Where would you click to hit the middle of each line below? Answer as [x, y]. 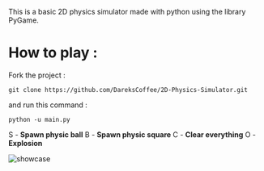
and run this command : [48, 105]
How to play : [53, 53]
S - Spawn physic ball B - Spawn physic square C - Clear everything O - [132, 134]
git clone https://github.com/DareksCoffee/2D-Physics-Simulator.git [128, 90]
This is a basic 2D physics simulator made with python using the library [127, 12]
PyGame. [23, 20]
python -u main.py [39, 119]
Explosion [26, 143]
